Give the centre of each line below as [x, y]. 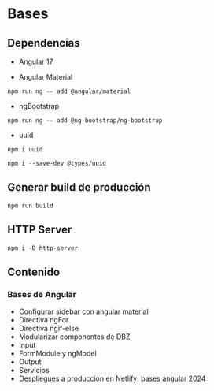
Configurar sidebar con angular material [83, 311]
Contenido [34, 272]
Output [30, 362]
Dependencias [44, 43]
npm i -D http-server [43, 248]
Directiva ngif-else [49, 329]
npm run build [31, 206]
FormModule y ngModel [57, 354]
